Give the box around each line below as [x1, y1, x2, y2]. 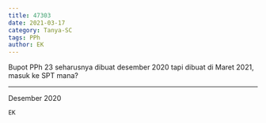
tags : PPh [8, 33, 41, 42]
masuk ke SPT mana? [8, 71, 79, 80]
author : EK [8, 41, 44, 49]
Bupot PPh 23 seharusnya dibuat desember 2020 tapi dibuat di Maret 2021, [8, 62, 255, 72]
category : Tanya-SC [8, 26, 73, 34]
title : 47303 [8, 11, 51, 20]
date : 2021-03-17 [8, 19, 66, 27]
